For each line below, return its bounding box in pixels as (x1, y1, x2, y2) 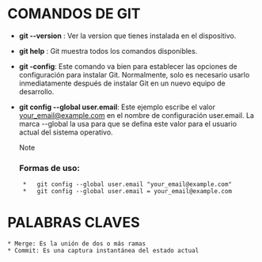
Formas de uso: (18, 162, 80, 173)
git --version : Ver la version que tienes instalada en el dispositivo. (18, 31, 237, 40)
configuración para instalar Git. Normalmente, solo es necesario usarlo (18, 70, 250, 79)
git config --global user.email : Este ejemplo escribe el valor (18, 102, 215, 112)
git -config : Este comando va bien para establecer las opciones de (18, 61, 238, 71)
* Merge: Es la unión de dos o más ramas (7, 240, 146, 248)
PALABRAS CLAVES (7, 214, 140, 232)
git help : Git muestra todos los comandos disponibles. (18, 46, 198, 55)
